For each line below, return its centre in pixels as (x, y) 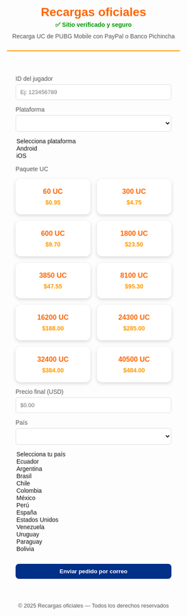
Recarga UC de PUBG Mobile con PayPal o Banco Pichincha (93, 36)
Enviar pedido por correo (93, 571)
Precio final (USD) (40, 392)
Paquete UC (32, 169)
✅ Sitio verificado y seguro (93, 25)
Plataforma (30, 109)
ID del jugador (34, 78)
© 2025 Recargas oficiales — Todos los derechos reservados (93, 606)
